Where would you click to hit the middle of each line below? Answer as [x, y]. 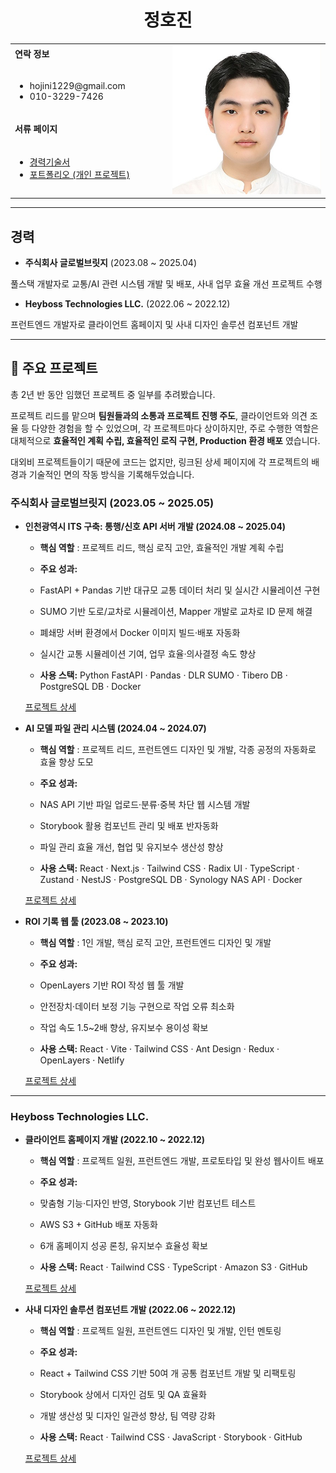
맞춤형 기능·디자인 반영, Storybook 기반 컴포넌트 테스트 [148, 1203]
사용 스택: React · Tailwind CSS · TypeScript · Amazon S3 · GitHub [173, 1267]
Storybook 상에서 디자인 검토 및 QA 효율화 [123, 1395]
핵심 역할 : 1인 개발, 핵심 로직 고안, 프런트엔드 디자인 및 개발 [155, 943]
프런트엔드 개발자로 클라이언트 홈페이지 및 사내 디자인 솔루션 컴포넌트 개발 [154, 324]
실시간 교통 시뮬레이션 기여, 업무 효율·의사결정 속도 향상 [148, 654]
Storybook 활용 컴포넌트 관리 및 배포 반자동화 [129, 826]
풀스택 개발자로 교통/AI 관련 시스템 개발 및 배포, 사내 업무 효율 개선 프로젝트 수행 [166, 284]
